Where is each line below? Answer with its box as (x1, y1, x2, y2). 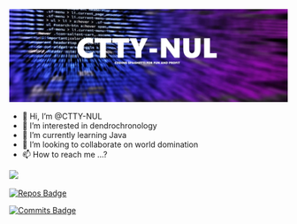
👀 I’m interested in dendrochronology (21, 120, 157, 131)
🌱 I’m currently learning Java (21, 129, 127, 140)
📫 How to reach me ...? (21, 149, 108, 159)
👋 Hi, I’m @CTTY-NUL (21, 111, 103, 121)
